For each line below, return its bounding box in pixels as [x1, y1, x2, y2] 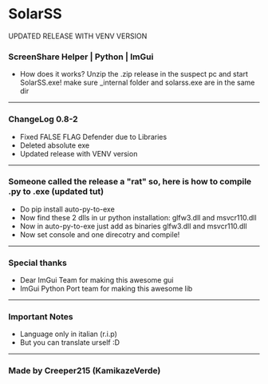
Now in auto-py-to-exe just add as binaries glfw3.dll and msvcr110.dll [19, 221, 247, 231]
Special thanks [8, 257, 68, 268]
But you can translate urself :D [19, 338, 120, 347]
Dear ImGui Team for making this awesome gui [19, 275, 174, 285]
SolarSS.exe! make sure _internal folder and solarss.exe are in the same [19, 77, 255, 88]
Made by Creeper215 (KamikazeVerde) [8, 365, 161, 376]
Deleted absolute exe [19, 141, 90, 150]
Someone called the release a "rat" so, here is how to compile [8, 176, 252, 188]
